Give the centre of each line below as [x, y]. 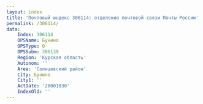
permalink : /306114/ [33, 23]
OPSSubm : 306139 [38, 52]
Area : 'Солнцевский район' [52, 69]
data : [13, 29]
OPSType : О [31, 46]
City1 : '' [30, 80]
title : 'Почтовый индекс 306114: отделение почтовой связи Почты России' [103, 18]
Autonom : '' [33, 63]
